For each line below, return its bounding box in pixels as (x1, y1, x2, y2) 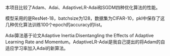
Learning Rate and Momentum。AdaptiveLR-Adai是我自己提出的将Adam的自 (5, 39, 165, 45)
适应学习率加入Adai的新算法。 (5, 45, 69, 51)
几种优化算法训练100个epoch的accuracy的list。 (5, 22, 105, 27)
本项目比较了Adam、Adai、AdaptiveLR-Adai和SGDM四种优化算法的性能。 (5, 5, 160, 10)
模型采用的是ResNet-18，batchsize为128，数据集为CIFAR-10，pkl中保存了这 (5, 15, 165, 21)
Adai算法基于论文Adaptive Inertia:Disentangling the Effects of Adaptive (5, 33, 154, 38)
